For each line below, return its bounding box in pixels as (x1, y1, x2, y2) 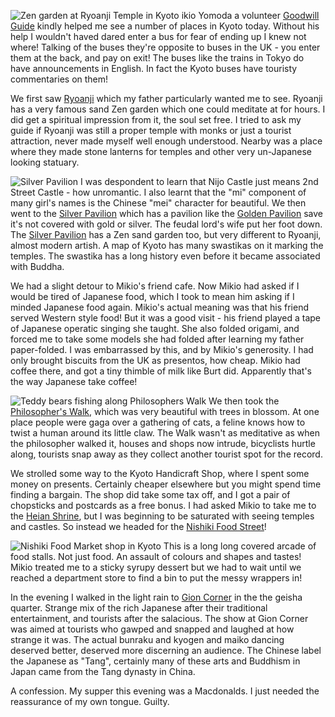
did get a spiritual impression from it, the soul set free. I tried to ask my (10, 114, 302, 125)
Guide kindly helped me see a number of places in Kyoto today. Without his (10, 20, 320, 32)
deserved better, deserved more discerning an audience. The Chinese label (10, 645, 322, 656)
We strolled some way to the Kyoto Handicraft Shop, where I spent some (10, 468, 310, 479)
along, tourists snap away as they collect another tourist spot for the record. (10, 448, 323, 460)
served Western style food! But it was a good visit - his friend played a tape (10, 312, 321, 324)
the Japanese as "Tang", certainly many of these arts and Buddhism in (10, 655, 301, 667)
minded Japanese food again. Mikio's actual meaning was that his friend (10, 301, 310, 313)
